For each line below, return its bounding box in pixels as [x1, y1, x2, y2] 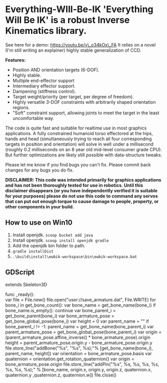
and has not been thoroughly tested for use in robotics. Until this [5, 182, 143, 188]
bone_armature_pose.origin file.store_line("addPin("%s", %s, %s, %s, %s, [5, 361, 159, 367]
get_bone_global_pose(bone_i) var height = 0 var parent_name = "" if [5, 318, 149, 324]
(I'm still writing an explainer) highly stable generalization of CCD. [5, 47, 141, 53]
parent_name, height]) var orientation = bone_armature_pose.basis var [5, 350, 152, 356]
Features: [5, 57, 26, 63]
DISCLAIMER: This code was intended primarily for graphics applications [5, 177, 161, 183]
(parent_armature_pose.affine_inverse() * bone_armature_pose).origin [5, 334, 150, 340]
